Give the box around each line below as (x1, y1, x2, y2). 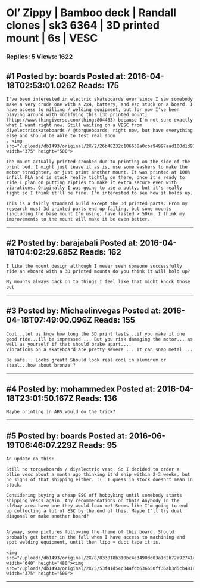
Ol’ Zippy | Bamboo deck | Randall (6, 6, 177, 20)
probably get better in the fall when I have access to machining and (6, 534, 185, 540)
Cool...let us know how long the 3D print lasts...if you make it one (6, 331, 185, 337)
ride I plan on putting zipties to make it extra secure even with (6, 180, 177, 185)
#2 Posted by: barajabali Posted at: (6, 238, 139, 248)
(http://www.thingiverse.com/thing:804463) (6, 117, 116, 123)
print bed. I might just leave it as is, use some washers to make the (6, 164, 187, 170)
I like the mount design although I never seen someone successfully (6, 263, 183, 269)
